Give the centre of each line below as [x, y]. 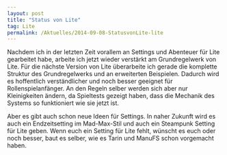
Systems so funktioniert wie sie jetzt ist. [63, 103]
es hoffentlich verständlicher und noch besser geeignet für [90, 81]
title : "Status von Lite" [44, 20]
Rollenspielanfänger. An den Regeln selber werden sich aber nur [97, 88]
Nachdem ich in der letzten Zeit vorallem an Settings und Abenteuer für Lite [113, 52]
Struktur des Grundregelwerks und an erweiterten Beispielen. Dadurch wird [113, 74]
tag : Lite [21, 26]
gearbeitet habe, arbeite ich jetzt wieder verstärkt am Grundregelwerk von [112, 60]
